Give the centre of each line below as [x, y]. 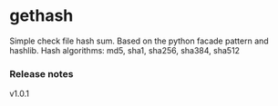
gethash [41, 16]
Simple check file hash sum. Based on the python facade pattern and [139, 41]
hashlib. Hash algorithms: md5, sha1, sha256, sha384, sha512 [124, 50]
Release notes [41, 73]
